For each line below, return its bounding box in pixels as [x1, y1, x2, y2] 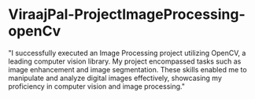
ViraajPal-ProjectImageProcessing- [8, 5, 246, 24]
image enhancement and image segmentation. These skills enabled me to [8, 64, 247, 74]
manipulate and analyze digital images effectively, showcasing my [8, 73, 223, 82]
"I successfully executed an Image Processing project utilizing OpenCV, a [8, 48, 246, 57]
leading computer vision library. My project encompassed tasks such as [8, 57, 242, 66]
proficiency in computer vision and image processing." [8, 81, 185, 91]
